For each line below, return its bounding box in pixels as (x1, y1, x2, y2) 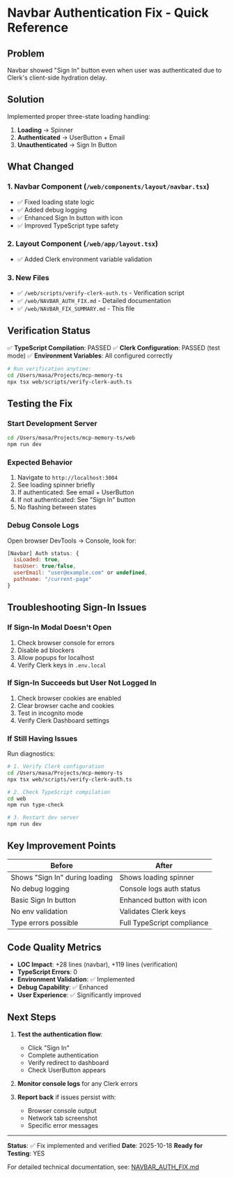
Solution (7, 94, 45, 105)
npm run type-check (7, 802, 64, 809)
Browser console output (27, 1106, 97, 1114)
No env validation (10, 906, 68, 916)
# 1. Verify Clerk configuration (7, 763, 104, 770)
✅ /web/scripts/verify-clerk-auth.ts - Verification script (17, 288, 185, 297)
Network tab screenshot (27, 1114, 97, 1122)
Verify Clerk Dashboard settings (17, 716, 110, 724)
